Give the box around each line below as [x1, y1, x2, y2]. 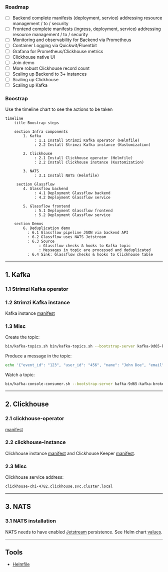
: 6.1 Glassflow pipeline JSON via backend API [27, 230, 128, 235]
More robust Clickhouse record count [12, 65, 90, 71]
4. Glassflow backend [23, 186, 68, 192]
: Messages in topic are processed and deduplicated [38, 248, 151, 253]
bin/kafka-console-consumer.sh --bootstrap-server [5, 381, 113, 387]
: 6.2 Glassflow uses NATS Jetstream [27, 235, 106, 240]
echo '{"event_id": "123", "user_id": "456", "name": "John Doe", [5, 362, 146, 368]
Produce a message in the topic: [5, 353, 72, 359]
